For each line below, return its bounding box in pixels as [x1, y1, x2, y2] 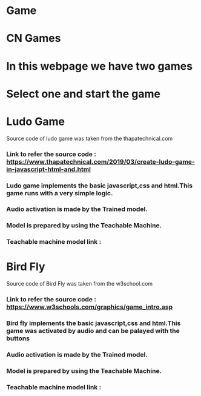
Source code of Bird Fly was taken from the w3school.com [6, 280, 153, 287]
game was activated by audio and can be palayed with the [6, 327, 180, 335]
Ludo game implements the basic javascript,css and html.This [6, 181, 193, 190]
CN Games [6, 32, 61, 45]
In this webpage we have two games [6, 59, 193, 73]
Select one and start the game [6, 87, 160, 101]
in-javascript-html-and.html [6, 165, 91, 173]
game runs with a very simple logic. [6, 189, 113, 197]
